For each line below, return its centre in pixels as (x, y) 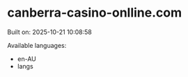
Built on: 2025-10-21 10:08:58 (49, 32)
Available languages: (37, 45)
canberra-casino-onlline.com (95, 13)
